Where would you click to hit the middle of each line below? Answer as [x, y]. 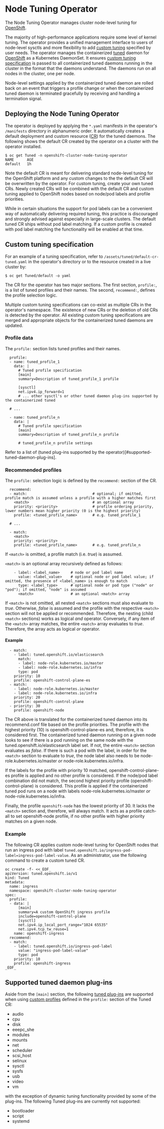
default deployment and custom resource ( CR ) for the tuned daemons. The [80, 136]
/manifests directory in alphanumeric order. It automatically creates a [75, 131]
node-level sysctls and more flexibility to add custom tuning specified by [78, 47]
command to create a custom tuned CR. [45, 860]
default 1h [18, 164]
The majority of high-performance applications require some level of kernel [81, 37]
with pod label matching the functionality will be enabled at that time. [74, 229]
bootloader [23, 1111]
